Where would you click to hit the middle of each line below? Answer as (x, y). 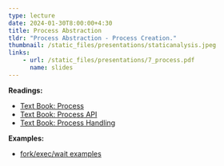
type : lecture (32, 16)
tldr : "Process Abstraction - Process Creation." (93, 38)
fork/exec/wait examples (60, 153)
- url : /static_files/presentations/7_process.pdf (109, 61)
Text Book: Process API (58, 114)
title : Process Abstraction (55, 30)
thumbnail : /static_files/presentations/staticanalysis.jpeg (112, 45)
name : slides (51, 68)
